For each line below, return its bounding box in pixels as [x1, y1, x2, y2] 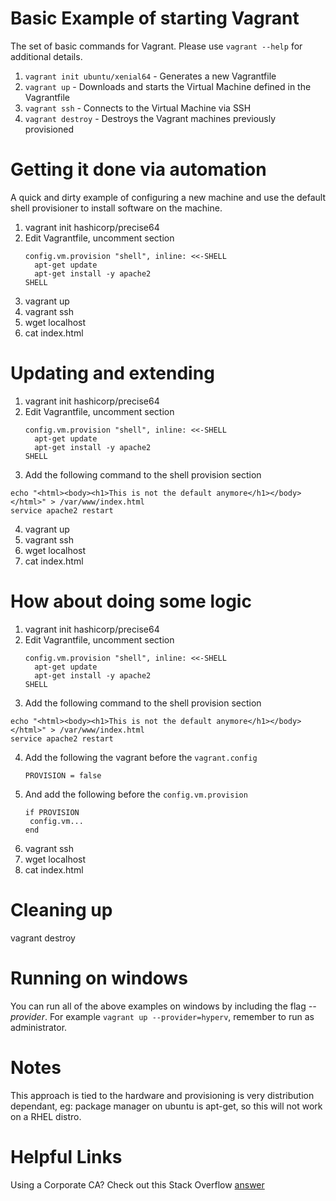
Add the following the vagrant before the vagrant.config [24, 751, 258, 763]
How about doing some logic [10, 590, 252, 612]
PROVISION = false [24, 770, 102, 781]
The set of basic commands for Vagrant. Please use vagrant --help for [10, 40, 303, 52]
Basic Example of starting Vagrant [10, 7, 300, 30]
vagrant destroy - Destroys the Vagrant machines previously [24, 112, 277, 124]
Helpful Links [10, 1145, 123, 1168]
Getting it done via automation [10, 158, 267, 181]
